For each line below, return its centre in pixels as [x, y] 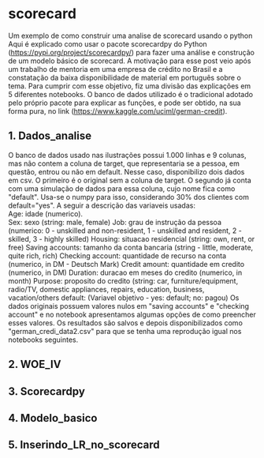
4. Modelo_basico [53, 418]
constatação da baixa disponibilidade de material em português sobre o [125, 77]
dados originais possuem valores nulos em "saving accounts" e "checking [129, 306]
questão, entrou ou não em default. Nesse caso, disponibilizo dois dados [126, 171]
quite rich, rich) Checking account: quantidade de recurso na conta [117, 255]
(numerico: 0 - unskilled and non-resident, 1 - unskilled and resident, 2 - [125, 231]
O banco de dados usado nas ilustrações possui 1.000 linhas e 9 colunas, [127, 155]
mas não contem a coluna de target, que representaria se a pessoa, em [124, 163]
